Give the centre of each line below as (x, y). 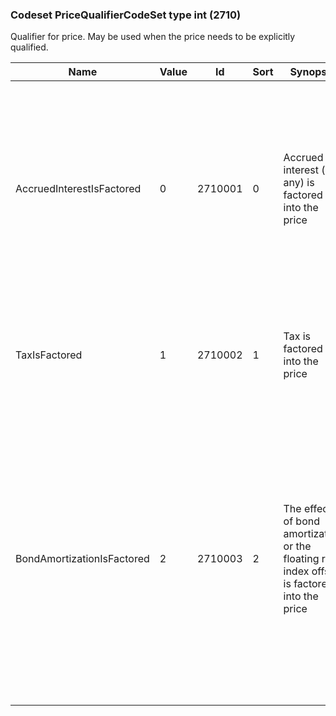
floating (301, 559)
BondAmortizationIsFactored (82, 559)
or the (297, 546)
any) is (299, 183)
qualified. (29, 47)
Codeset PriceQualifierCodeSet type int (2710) (126, 15)
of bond (301, 521)
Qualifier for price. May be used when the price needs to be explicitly (153, 37)
